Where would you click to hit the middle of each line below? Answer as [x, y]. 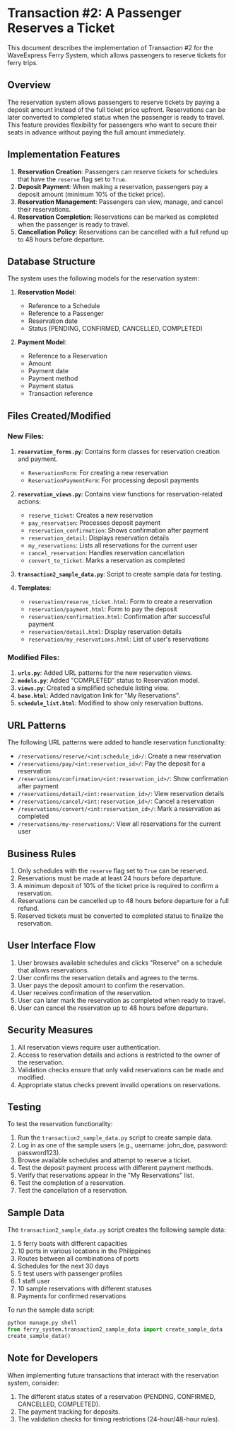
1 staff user [34, 1281]
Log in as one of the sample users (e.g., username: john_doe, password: [123, 1145]
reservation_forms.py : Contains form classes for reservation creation [119, 452]
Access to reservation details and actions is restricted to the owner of [119, 1055]
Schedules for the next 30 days [63, 1266]
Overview [29, 85]
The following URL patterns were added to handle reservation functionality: [117, 742]
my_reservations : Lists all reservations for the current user [113, 545]
